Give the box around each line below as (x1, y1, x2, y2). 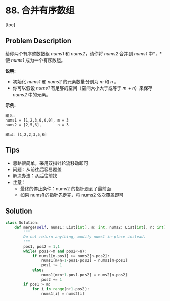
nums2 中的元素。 (12, 91, 51, 97)
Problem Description (5, 37, 72, 45)
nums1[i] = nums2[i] (41, 291, 85, 296)
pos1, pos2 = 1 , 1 (23, 244, 60, 249)
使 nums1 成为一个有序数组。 (5, 57, 66, 63)
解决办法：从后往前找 (12, 172, 57, 178)
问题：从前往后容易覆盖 (12, 166, 62, 172)
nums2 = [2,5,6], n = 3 (5, 122, 69, 127)
